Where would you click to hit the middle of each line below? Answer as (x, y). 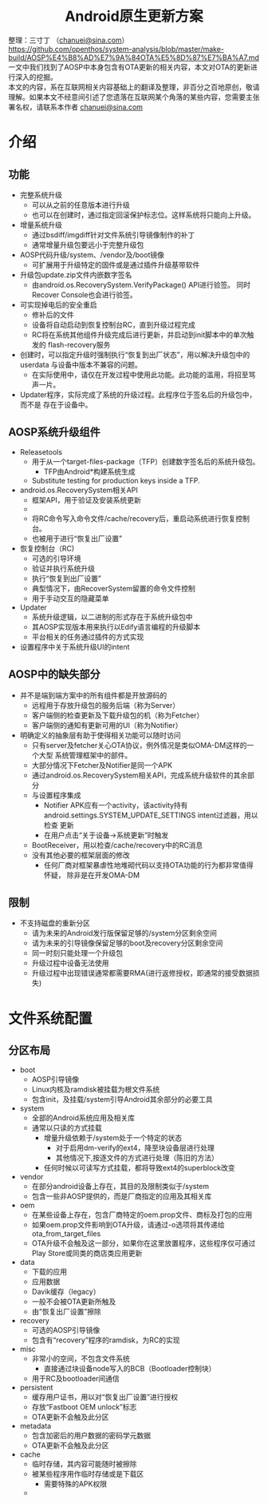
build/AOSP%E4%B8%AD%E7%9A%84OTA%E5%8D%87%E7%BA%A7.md (134, 58)
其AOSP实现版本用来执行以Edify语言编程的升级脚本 (116, 626)
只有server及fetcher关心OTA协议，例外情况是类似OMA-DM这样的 (139, 745)
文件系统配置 (51, 1018)
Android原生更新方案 (134, 16)
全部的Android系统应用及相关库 (83, 1118)
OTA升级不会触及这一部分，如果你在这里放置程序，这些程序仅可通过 (144, 1243)
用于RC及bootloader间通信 (75, 1378)
